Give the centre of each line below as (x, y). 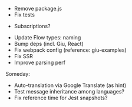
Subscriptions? (32, 26)
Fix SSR (24, 56)
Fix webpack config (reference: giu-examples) (70, 50)
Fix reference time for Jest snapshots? (61, 98)
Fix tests (24, 15)
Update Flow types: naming (47, 37)
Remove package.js (38, 9)
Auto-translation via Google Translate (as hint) (70, 85)
